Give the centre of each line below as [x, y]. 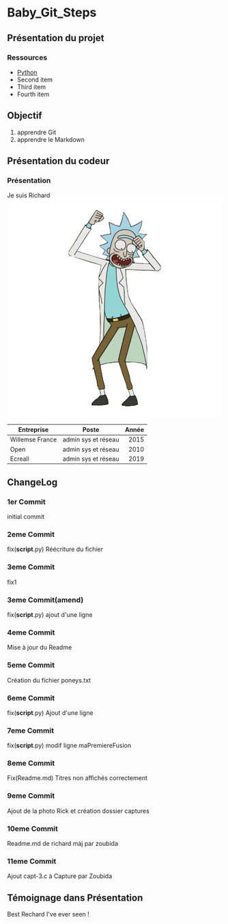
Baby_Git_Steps [52, 13]
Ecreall [19, 459]
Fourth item [33, 94]
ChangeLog [32, 482]
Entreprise [33, 430]
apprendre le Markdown [51, 139]
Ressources [27, 58]
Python [27, 72]
